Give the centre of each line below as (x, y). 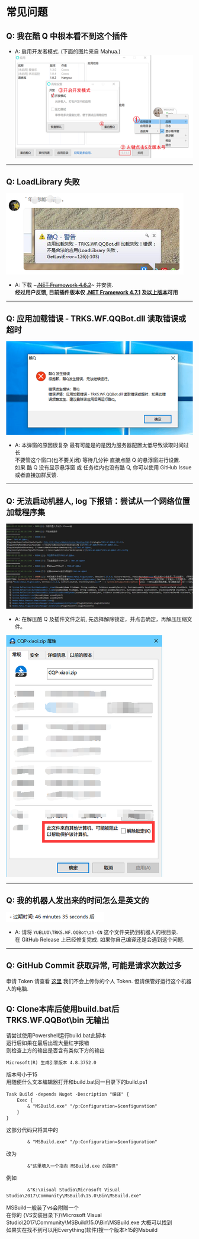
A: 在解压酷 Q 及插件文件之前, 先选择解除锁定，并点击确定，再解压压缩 (101, 619)
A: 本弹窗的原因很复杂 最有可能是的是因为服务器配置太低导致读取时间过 (102, 445)
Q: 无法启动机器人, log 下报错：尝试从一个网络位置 (98, 501)
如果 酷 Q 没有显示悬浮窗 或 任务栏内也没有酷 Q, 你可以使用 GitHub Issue (103, 468)
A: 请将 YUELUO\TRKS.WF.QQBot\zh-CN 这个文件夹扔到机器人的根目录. (96, 932)
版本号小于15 (22, 1075)
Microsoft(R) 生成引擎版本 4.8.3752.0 (51, 1063)
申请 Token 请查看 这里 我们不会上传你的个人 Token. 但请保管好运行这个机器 (99, 981)
